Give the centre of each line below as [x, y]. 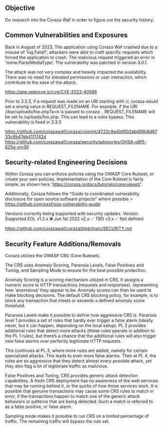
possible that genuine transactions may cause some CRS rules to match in [80, 391]
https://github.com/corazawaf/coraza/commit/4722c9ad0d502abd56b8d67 [81, 131]
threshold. [15, 306]
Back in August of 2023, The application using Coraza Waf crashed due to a [81, 47]
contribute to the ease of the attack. [41, 82]
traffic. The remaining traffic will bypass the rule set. [57, 421]
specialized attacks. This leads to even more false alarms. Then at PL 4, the [81, 356]
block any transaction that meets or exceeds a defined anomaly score [75, 301]
